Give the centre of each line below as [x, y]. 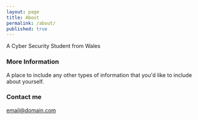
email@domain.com [31, 110]
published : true [27, 29]
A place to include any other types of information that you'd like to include [99, 75]
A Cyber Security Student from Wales [53, 46]
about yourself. [25, 81]
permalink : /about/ [31, 23]
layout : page [23, 12]
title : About [23, 18]
